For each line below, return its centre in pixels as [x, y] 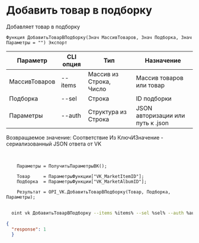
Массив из [103, 74]
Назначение [163, 60]
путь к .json [152, 123]
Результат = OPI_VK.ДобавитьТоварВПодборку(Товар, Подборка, [94, 192]
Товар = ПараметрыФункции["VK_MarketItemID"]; [81, 176]
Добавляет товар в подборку [43, 27]
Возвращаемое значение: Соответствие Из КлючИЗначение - [85, 137]
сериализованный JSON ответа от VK [54, 144]
